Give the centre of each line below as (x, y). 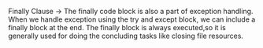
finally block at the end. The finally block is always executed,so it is (117, 27)
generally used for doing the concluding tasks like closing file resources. (126, 36)
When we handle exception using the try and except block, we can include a (132, 19)
